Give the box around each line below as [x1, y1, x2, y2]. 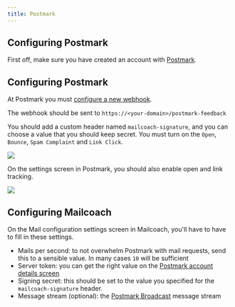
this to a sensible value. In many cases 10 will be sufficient [17, 254, 189, 263]
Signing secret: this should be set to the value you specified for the [17, 276, 215, 285]
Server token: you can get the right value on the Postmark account [17, 262, 214, 270]
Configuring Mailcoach [7, 206, 112, 218]
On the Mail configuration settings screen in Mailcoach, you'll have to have [7, 225, 226, 234]
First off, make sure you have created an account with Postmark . [7, 55, 197, 64]
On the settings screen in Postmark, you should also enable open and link [7, 165, 223, 173]
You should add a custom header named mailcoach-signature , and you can [7, 122, 229, 131]
